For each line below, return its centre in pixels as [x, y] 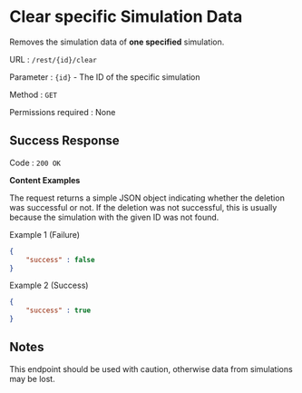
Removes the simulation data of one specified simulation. [117, 42]
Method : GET [34, 94]
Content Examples [45, 180]
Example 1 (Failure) [44, 234]
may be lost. [33, 378]
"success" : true [58, 310]
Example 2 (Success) [49, 285]
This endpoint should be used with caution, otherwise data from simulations [151, 368]
